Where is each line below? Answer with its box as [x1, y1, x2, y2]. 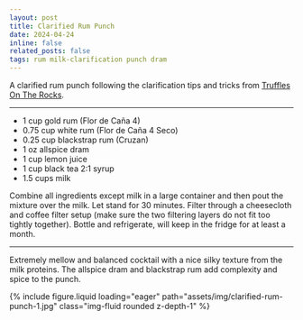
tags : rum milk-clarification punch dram [9, 55, 168, 64]
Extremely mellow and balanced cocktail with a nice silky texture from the [9, 254, 283, 265]
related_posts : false [9, 47, 91, 56]
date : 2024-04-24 [9, 30, 75, 39]
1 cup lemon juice [22, 154, 87, 164]
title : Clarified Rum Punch [9, 22, 115, 31]
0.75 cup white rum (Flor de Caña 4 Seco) [22, 125, 179, 135]
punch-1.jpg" [9, 301, 58, 311]
